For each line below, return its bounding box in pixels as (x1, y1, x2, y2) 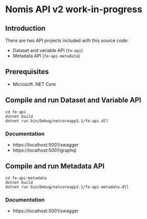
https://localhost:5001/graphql (12, 147, 77, 153)
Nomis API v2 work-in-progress (5, 4, 142, 15)
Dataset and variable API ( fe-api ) (12, 47, 83, 53)
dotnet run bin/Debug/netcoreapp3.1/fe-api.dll (5, 118, 109, 124)
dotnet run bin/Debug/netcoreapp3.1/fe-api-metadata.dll (5, 184, 129, 189)
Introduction (5, 24, 46, 33)
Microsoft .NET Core (12, 81, 56, 87)
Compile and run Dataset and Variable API (5, 96, 141, 105)
